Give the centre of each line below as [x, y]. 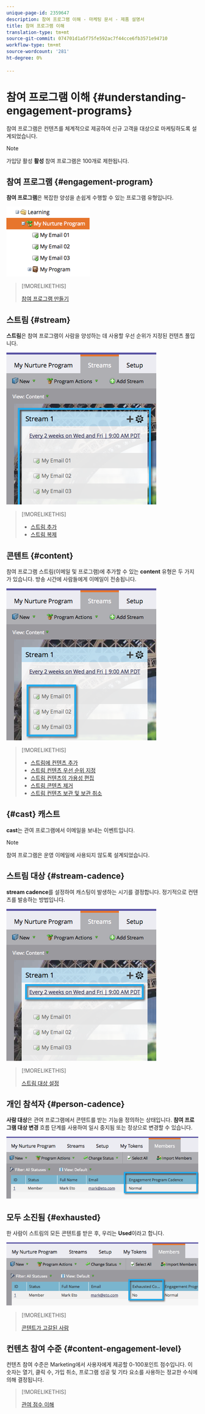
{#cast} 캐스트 [33, 814]
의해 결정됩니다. [25, 1380]
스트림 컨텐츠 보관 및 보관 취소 [66, 793]
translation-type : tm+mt [38, 32]
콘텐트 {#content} [40, 556]
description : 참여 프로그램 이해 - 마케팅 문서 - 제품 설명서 [75, 19]
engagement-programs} [69, 111]
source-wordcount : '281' [38, 52]
